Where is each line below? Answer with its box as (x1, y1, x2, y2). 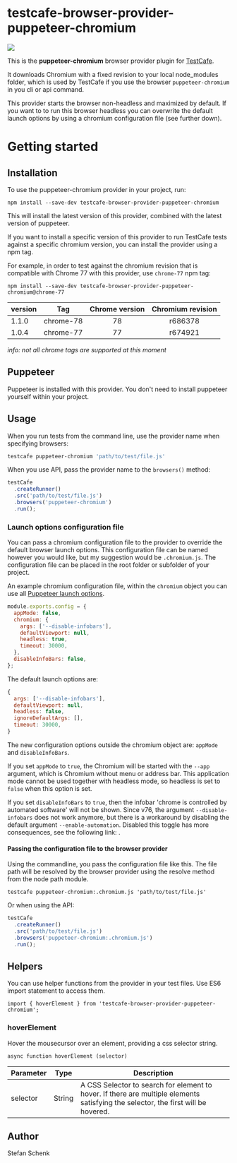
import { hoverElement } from (7, 1001, 97, 1008)
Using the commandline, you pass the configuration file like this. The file (7, 860, 217, 869)
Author (7, 1131, 39, 1143)
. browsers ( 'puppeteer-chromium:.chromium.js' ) (13, 934, 153, 941)
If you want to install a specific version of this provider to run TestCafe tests (7, 232, 227, 241)
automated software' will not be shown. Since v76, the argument (7, 805, 195, 813)
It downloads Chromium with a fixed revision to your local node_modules (7, 70, 219, 78)
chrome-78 (43, 316, 83, 326)
